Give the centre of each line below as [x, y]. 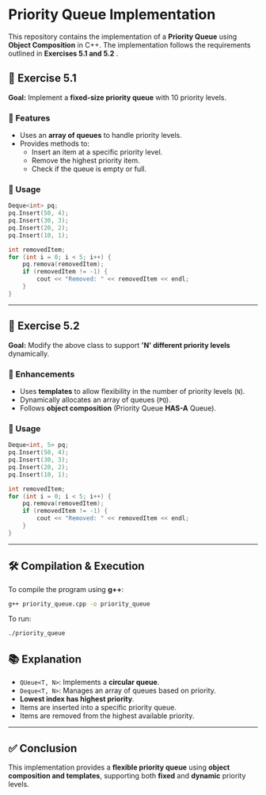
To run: [20, 619]
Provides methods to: [54, 143]
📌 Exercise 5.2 [44, 326]
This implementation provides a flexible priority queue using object [119, 767]
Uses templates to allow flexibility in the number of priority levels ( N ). [132, 391]
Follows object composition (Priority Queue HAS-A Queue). [118, 408]
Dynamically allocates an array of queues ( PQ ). [95, 399]
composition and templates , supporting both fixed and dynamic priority [127, 775]
